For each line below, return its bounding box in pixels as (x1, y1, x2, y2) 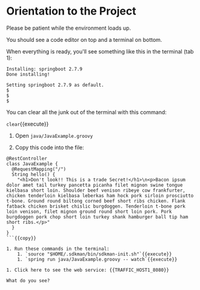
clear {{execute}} (6, 120, 49, 127)
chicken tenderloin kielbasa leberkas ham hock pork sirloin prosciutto (6, 192, 194, 198)
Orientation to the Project (6, 4, 136, 18)
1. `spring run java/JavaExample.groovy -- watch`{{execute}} (17, 256, 178, 262)
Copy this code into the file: (15, 144, 84, 151)
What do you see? (6, 277, 50, 283)
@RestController (6, 155, 47, 161)
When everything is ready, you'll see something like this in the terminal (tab (6, 47, 194, 55)
